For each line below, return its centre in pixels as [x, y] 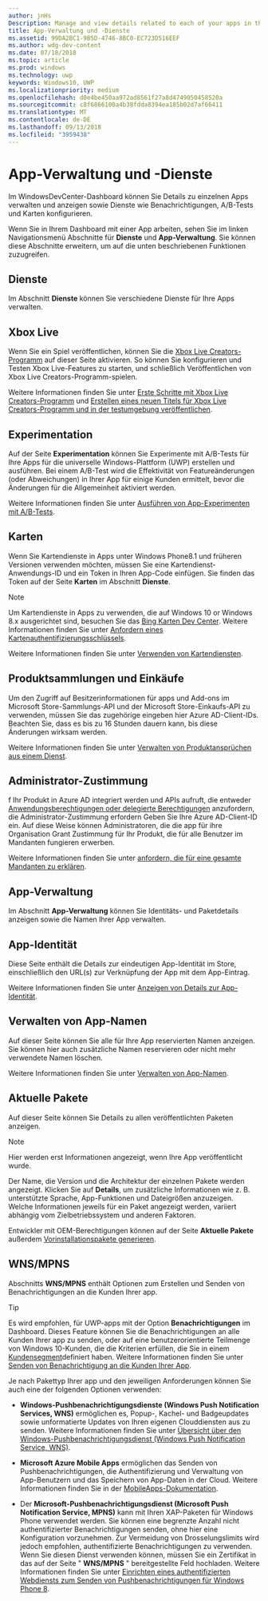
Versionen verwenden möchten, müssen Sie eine [89, 564]
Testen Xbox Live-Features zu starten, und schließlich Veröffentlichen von [130, 368]
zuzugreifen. [29, 254]
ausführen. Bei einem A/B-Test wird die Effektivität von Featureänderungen [132, 471]
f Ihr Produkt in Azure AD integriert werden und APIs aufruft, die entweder [130, 800]
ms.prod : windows [37, 68]
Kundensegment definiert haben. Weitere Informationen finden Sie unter [126, 1356]
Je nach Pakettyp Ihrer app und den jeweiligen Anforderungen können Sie [130, 1380]
